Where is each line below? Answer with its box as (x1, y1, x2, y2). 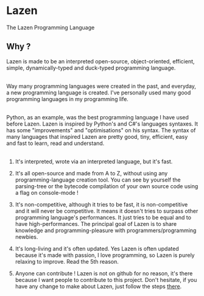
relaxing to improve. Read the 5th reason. (15, 258, 119, 265)
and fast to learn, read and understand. (6, 139, 105, 147)
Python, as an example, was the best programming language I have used (6, 113, 189, 121)
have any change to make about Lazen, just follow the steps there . (15, 283, 182, 290)
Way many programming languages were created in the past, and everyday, (6, 82, 197, 90)
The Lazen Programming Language (6, 24, 95, 31)
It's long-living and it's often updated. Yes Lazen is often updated (15, 245, 179, 252)
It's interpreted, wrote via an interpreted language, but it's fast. (15, 158, 173, 165)
